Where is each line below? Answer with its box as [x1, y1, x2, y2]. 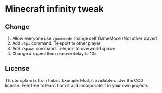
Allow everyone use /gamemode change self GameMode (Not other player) [12, 35, 158, 41]
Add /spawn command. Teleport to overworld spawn [12, 46, 116, 51]
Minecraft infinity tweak [5, 3, 104, 14]
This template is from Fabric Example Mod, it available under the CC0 [5, 77, 144, 83]
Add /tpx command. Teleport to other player [12, 40, 101, 46]
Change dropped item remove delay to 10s [12, 51, 97, 56]
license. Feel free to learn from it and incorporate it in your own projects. [5, 82, 149, 88]
